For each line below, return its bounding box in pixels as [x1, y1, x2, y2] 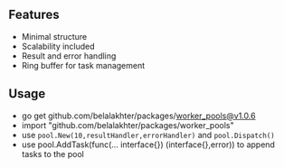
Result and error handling [21, 50, 117, 61]
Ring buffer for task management [21, 60, 146, 70]
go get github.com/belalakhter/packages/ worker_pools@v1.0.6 [21, 110, 256, 121]
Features [8, 7, 60, 23]
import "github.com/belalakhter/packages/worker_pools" [21, 119, 234, 130]
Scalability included [21, 41, 96, 51]
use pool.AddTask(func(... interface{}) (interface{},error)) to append [21, 139, 275, 150]
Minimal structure [21, 31, 88, 42]
